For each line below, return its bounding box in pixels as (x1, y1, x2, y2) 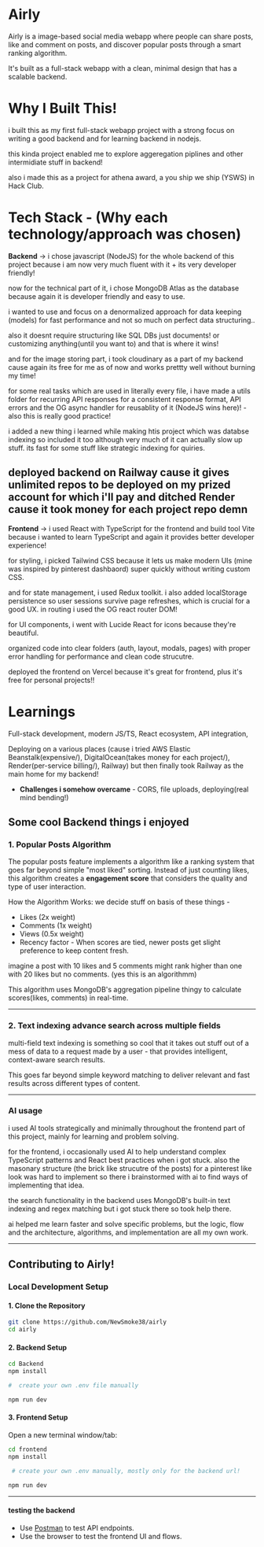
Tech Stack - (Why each (8, 209, 168, 227)
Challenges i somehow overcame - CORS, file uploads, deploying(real (19, 785, 249, 794)
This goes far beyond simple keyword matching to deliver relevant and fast (8, 1070, 250, 1080)
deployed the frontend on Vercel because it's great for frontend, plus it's (8, 666, 243, 676)
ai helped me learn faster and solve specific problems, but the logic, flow (8, 1219, 244, 1228)
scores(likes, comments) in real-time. (8, 993, 129, 1002)
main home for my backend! (8, 769, 99, 778)
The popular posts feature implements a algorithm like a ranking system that (8, 857, 255, 866)
